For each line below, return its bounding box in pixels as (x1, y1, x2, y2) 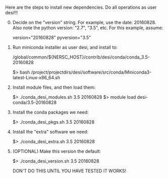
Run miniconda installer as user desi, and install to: (12, 44, 118, 50)
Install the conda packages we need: (12, 109, 89, 115)
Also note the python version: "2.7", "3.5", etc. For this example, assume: (12, 25, 163, 31)
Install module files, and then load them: (12, 84, 96, 90)
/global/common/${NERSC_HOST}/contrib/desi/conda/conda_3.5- (12, 54, 150, 60)
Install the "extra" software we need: (12, 129, 89, 135)
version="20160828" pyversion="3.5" (12, 35, 92, 40)
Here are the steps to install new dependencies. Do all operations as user (5, 5, 157, 10)
